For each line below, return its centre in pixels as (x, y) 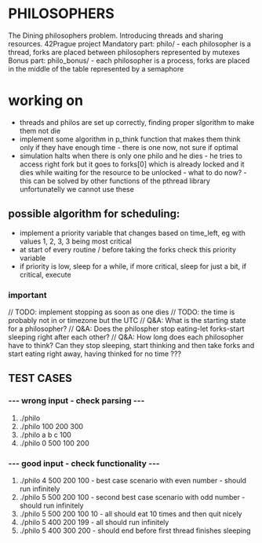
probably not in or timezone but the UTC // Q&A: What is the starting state (127, 320)
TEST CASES (40, 378)
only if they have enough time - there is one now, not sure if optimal (129, 147)
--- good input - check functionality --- (84, 463)
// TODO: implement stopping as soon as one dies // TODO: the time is (122, 312)
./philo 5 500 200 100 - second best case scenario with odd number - (132, 497)
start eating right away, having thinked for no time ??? (95, 354)
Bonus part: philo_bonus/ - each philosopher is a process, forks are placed (129, 61)
